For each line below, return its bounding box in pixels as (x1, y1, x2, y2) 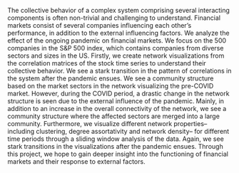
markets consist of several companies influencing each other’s (7, 21, 192, 29)
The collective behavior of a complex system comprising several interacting (7, 6, 230, 14)
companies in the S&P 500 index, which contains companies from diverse (7, 44, 224, 52)
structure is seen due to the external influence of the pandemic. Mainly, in (7, 97, 225, 105)
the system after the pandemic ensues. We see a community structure (7, 74, 214, 83)
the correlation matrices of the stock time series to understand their (7, 59, 207, 67)
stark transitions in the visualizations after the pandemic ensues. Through (7, 142, 223, 150)
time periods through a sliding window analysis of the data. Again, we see (7, 135, 225, 143)
